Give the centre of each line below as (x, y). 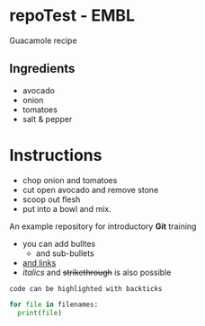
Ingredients (42, 69)
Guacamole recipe (44, 40)
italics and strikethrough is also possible (97, 272)
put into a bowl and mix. (67, 208)
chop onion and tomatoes (70, 180)
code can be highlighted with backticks (86, 288)
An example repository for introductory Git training (103, 226)
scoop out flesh (51, 199)
